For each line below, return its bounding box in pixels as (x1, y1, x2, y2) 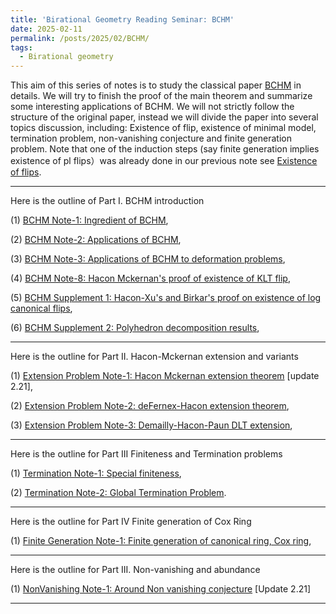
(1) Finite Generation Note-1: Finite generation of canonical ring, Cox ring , (10, 535, 312, 547)
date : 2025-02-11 (10, 24, 83, 34)
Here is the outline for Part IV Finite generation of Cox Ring (10, 516, 252, 528)
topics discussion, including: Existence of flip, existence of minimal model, (10, 122, 317, 134)
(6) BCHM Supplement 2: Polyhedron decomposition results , (10, 322, 260, 334)
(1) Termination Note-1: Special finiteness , (10, 467, 182, 480)
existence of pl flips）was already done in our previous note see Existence (10, 155, 318, 167)
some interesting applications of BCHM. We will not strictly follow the (10, 101, 295, 113)
